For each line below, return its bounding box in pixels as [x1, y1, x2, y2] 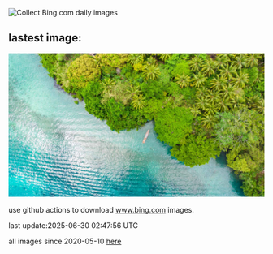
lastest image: [8, 31, 82, 45]
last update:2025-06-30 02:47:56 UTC [8, 221, 139, 230]
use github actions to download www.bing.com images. [8, 205, 195, 215]
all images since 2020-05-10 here [8, 236, 122, 247]
